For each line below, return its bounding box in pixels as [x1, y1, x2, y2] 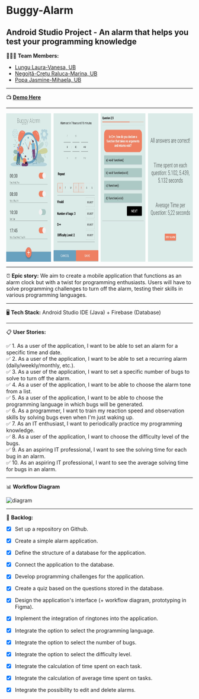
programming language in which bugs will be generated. [6, 401, 144, 408]
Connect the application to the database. [14, 561, 114, 568]
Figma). [14, 603, 34, 611]
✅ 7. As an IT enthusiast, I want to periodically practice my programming [6, 420, 182, 427]
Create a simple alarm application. [14, 538, 98, 545]
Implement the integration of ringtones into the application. [14, 615, 159, 622]
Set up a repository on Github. [14, 526, 89, 532]
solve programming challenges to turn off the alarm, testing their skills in [6, 285, 183, 292]
